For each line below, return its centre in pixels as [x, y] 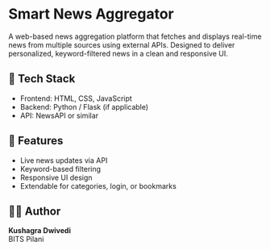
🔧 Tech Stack [42, 79]
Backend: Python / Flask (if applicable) [84, 106]
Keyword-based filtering [60, 169]
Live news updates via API [64, 160]
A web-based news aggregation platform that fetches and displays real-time [135, 36]
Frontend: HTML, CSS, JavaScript [76, 98]
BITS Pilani [26, 240]
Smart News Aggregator [91, 14]
